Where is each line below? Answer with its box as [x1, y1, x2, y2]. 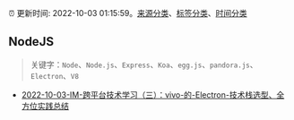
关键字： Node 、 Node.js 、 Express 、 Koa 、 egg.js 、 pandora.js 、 [30, 59, 258, 70]
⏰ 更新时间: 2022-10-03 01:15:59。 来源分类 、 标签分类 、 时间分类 [8, 8, 247, 18]
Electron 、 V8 [30, 70, 80, 81]
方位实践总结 [21, 100, 69, 111]
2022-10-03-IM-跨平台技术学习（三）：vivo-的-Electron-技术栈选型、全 [21, 89, 285, 100]
